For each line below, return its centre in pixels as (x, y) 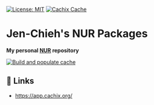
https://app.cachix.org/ (43, 95)
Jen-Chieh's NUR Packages (77, 34)
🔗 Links (20, 81)
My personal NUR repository (43, 50)
